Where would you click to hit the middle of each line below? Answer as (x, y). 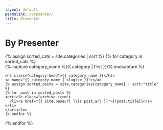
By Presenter (32, 43)
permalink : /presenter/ (29, 14)
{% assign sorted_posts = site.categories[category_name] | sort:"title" (82, 84)
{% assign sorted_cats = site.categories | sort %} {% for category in (74, 56)
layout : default (22, 10)
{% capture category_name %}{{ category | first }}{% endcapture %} (75, 67)
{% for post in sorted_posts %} (38, 93)
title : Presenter (23, 19)
